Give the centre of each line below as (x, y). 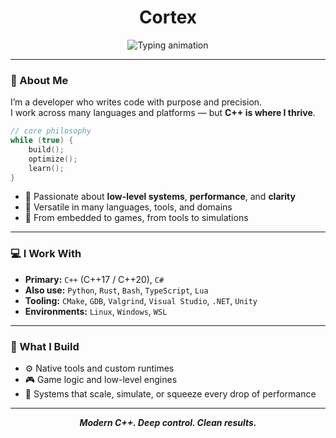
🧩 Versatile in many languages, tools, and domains (128, 207)
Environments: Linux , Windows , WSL (96, 311)
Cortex (168, 17)
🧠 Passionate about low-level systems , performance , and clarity (160, 197)
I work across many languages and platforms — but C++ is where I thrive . (163, 113)
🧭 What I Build (45, 346)
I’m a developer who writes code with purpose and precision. (136, 102)
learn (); (46, 168)
